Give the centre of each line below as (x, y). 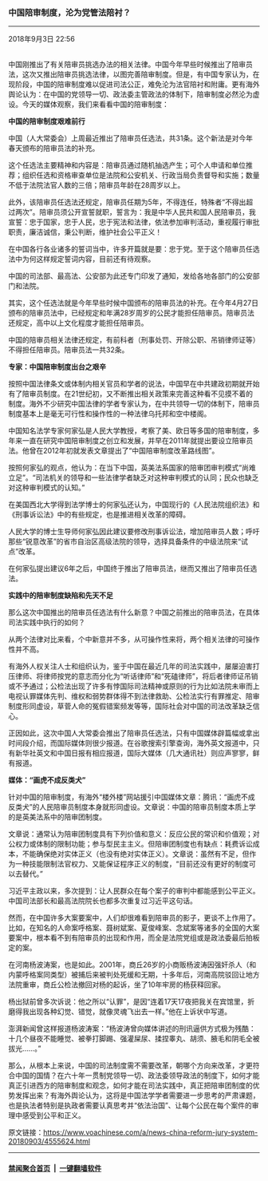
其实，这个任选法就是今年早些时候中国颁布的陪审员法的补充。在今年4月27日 (134, 303)
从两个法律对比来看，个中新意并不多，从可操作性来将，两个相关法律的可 (127, 640)
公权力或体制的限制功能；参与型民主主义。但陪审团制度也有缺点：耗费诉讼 (130, 844)
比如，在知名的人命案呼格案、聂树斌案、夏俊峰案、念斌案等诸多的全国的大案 (134, 928)
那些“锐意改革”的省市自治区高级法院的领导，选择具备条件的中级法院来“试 (128, 541)
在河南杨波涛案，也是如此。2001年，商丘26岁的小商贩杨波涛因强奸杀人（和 (132, 965)
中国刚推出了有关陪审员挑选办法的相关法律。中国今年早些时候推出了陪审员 (130, 65)
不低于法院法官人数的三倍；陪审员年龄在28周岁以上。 (97, 185)
